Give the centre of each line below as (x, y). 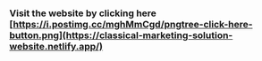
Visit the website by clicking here (83, 13)
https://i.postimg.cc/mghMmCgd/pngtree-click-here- (133, 24)
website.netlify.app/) (56, 46)
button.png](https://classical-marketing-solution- (121, 35)
